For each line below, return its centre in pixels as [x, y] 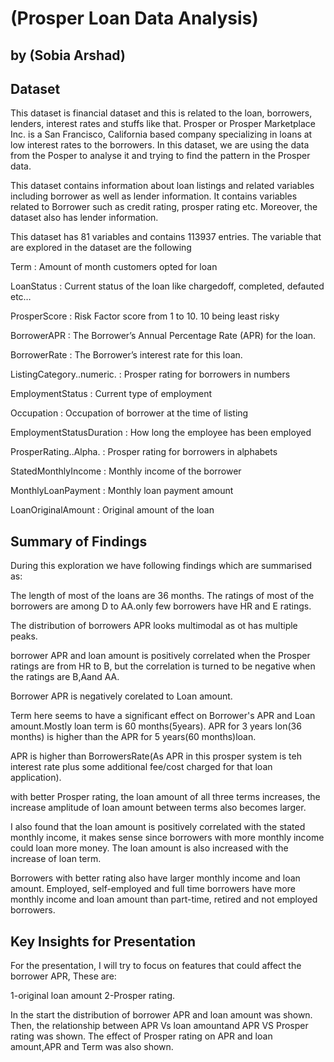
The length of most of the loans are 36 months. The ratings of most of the [162, 596]
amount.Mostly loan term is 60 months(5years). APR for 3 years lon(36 [156, 726]
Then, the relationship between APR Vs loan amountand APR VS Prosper [159, 1026]
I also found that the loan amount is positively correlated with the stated [158, 827]
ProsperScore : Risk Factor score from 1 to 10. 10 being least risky [145, 316]
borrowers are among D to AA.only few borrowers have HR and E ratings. [161, 606]
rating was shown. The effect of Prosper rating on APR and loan [141, 1036]
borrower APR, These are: [63, 976]
